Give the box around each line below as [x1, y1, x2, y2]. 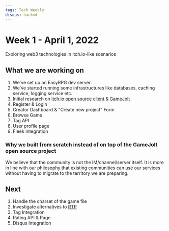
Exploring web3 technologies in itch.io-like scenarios [5, 51, 116, 57]
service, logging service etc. [12, 90, 73, 97]
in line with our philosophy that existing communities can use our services [5, 165, 160, 171]
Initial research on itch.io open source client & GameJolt [12, 96, 130, 102]
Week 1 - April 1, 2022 [5, 34, 99, 46]
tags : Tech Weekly [5, 7, 44, 13]
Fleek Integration [12, 128, 48, 134]
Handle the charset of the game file [12, 198, 88, 204]
